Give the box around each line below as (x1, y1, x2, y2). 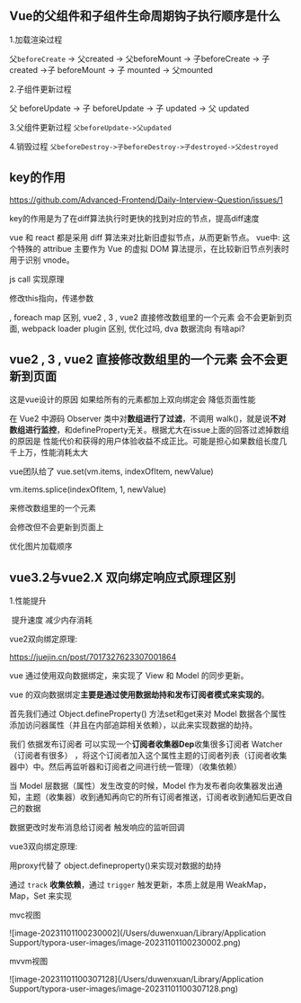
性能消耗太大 (40, 447, 88, 458)
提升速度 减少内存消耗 (11, 614, 93, 625)
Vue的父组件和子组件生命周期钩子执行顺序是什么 (9, 8, 281, 24)
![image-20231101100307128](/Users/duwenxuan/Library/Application (9, 974, 264, 985)
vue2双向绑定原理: (9, 633, 78, 645)
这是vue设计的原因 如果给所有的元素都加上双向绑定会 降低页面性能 (9, 394, 256, 405)
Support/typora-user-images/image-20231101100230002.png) (9, 937, 241, 948)
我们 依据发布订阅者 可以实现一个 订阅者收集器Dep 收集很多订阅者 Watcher (9, 739, 283, 749)
